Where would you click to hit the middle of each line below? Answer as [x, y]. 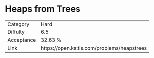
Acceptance [22, 40]
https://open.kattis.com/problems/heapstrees [94, 48]
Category [19, 24]
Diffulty [16, 32]
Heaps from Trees [43, 9]
